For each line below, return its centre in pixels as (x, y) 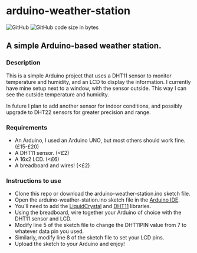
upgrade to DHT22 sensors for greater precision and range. (79, 112)
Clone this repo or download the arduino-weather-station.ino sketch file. (102, 194)
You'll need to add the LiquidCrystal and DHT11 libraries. (83, 206)
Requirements (27, 127)
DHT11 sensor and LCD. (43, 219)
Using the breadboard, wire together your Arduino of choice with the (98, 213)
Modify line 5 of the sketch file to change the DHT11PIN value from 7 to (101, 225)
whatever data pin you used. (49, 231)
